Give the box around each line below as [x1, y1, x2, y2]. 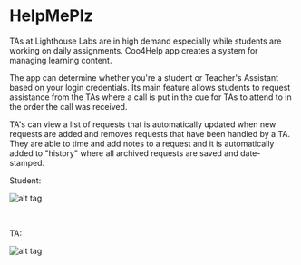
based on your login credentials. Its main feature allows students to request [9, 82, 291, 93]
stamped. [9, 157, 45, 168]
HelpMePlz [9, 5, 93, 26]
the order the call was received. [9, 101, 128, 112]
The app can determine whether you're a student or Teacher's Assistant [9, 72, 279, 83]
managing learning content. [9, 54, 112, 65]
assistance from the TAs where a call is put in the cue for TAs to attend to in [9, 92, 292, 103]
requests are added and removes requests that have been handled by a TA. [9, 128, 291, 139]
